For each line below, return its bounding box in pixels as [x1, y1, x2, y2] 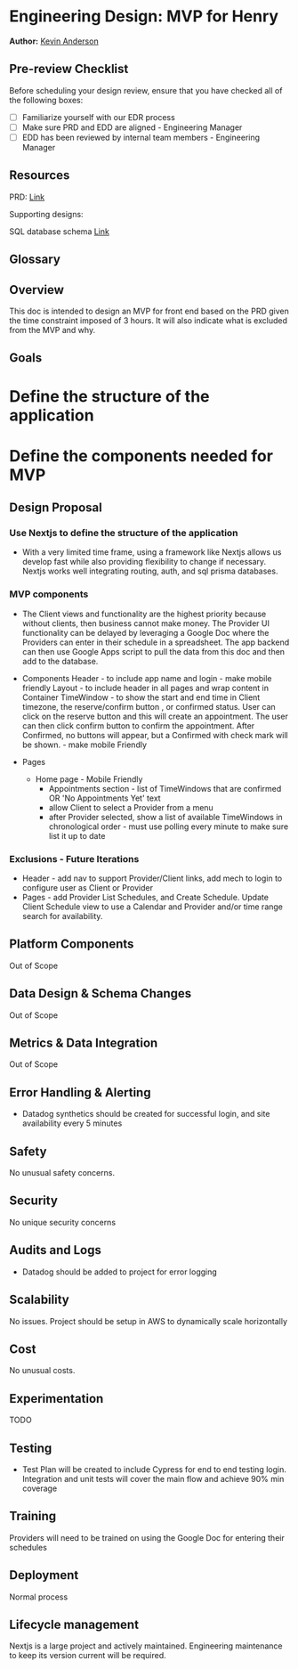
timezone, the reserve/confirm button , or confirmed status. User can [21, 701, 276, 712]
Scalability [9, 1292, 69, 1307]
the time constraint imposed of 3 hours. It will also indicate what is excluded [9, 314, 287, 326]
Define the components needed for [9, 445, 274, 466]
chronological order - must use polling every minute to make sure [48, 821, 289, 832]
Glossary [9, 252, 60, 267]
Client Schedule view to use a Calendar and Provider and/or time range [21, 901, 283, 912]
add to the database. [21, 655, 99, 666]
